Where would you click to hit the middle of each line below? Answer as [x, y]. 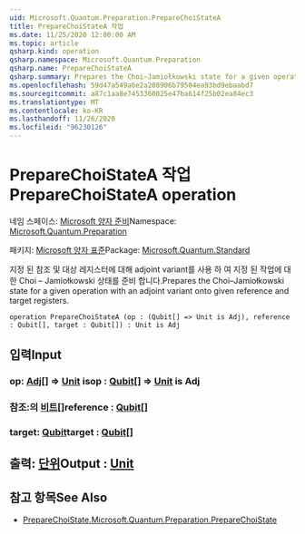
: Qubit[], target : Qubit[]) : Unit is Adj [95, 325]
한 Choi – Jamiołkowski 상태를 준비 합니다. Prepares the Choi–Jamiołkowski [147, 280]
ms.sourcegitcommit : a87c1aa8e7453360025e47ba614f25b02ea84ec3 [132, 93]
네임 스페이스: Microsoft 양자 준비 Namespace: [93, 221]
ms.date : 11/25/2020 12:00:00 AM [73, 34]
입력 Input [35, 355]
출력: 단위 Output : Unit [72, 464]
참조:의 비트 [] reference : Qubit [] [79, 407]
